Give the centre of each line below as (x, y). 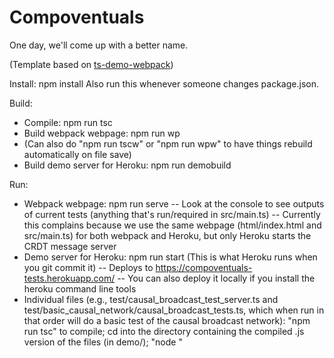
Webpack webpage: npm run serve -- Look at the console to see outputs (174, 203)
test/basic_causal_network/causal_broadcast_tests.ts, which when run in (174, 310)
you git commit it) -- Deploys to (88, 267)
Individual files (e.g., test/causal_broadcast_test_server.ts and (151, 299)
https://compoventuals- (204, 267)
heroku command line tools (80, 288)
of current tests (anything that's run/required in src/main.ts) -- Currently (172, 214)
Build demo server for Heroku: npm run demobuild (127, 165)
